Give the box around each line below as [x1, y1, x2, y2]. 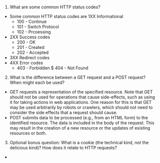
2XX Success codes [9, 34, 50, 40]
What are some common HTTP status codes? [9, 4, 101, 10]
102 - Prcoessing [16, 29, 51, 34]
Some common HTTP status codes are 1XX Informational [9, 14, 124, 19]
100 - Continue [16, 19, 47, 24]
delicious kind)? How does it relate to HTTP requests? [9, 145, 117, 150]
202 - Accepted [16, 49, 49, 55]
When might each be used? [9, 80, 64, 85]
